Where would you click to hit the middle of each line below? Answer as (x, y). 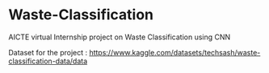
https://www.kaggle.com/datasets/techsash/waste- (174, 52)
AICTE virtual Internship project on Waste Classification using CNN (120, 37)
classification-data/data (48, 61)
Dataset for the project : (48, 52)
